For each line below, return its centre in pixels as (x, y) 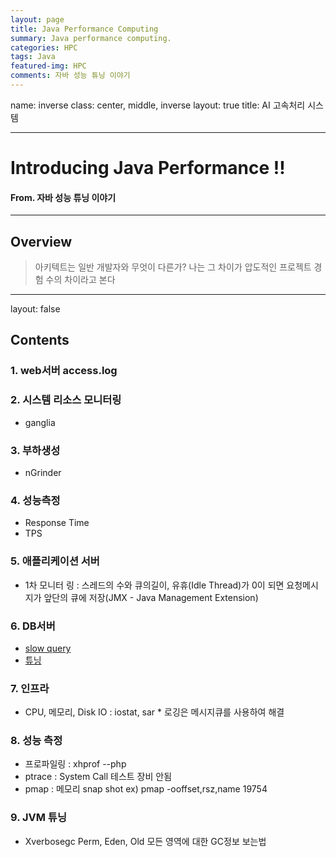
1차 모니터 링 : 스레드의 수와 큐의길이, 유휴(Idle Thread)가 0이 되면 (154, 585)
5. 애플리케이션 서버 (55, 561)
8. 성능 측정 (36, 741)
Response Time (57, 523)
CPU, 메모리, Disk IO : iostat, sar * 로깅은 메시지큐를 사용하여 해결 (154, 712)
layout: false (35, 309)
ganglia (40, 422)
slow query (48, 648)
